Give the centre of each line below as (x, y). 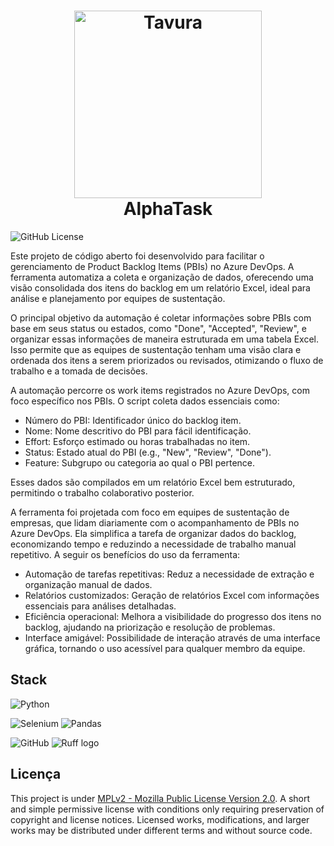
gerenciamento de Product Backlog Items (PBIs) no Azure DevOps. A (152, 266)
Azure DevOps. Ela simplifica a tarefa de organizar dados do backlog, (153, 533)
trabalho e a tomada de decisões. (79, 371)
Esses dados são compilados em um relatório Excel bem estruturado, (153, 482)
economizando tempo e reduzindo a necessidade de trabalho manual (153, 544)
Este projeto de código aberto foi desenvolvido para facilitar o (137, 256)
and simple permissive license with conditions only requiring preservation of (167, 809)
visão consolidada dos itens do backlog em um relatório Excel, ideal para (160, 287)
